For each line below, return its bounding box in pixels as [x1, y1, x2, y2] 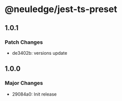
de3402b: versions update [12, 50, 68, 56]
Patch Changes [5, 39, 43, 46]
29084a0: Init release [12, 91, 57, 97]
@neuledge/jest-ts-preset [5, 4, 117, 15]
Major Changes [5, 79, 43, 86]
